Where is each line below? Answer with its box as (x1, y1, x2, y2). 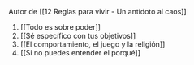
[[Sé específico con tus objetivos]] (19, 31, 136, 40)
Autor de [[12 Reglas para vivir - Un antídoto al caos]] (8, 7, 187, 16)
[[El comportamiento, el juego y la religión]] (19, 39, 166, 49)
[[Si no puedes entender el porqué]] (19, 48, 140, 57)
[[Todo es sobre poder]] (19, 22, 101, 31)
